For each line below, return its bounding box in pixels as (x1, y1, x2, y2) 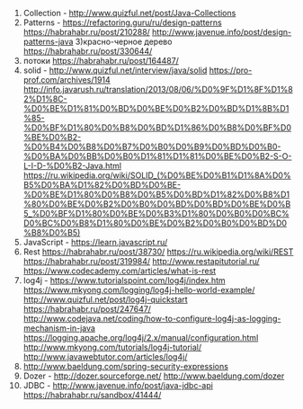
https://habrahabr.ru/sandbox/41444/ (22, 390, 162, 400)
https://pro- (209, 65, 253, 76)
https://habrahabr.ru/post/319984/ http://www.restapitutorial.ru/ (22, 256, 260, 266)
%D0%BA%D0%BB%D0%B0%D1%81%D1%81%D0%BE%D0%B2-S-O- (22, 151, 292, 161)
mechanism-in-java (22, 323, 95, 333)
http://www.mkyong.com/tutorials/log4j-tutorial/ (22, 342, 202, 352)
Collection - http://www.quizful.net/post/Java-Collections (22, 8, 236, 18)
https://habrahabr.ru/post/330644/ (22, 46, 153, 57)
